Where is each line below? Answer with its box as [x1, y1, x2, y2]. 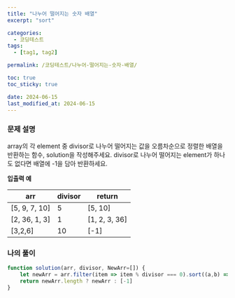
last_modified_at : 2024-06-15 [7, 100, 96, 107]
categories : [7, 29, 42, 36]
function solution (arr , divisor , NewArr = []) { [7, 264, 145, 271]
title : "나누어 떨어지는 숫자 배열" [7, 10, 98, 18]
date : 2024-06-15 [7, 93, 58, 100]
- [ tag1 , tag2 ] [13, 49, 58, 56]
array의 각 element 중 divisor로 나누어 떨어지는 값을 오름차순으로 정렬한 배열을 [7, 142, 223, 150]
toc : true [7, 74, 36, 81]
